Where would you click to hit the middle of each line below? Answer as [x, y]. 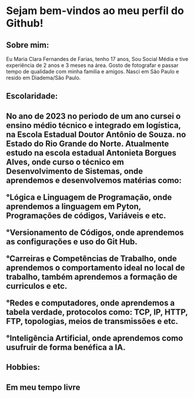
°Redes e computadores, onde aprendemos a [91, 303]
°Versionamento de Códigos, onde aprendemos [95, 232]
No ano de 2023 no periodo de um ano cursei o [93, 116]
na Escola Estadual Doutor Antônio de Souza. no [96, 134]
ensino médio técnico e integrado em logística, [93, 125]
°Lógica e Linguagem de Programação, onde [89, 197]
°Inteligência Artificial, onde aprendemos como [95, 338]
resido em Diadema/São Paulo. [44, 78]
